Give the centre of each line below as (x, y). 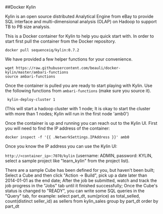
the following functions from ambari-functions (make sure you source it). (78, 91)
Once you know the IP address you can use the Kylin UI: (61, 146)
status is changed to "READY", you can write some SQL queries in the (75, 191)
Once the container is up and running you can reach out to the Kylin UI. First (81, 123)
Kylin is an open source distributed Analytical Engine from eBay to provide (79, 16)
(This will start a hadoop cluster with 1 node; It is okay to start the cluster (78, 108)
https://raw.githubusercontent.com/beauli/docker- (68, 68)
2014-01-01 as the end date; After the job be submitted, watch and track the (81, 181)
